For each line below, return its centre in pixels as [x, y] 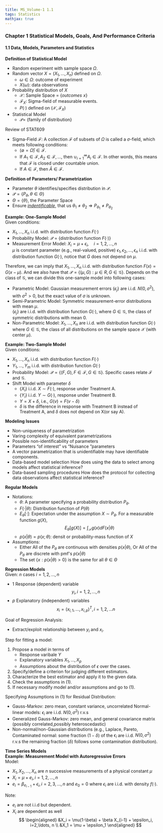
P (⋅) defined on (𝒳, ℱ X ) [43, 109]
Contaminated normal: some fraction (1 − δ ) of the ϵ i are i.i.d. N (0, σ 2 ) [81, 735]
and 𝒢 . [19, 378]
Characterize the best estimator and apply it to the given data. [75, 677]
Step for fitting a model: [29, 640]
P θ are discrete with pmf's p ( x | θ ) [52, 554]
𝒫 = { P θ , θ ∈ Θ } [28, 195]
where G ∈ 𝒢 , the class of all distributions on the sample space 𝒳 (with [84, 329]
